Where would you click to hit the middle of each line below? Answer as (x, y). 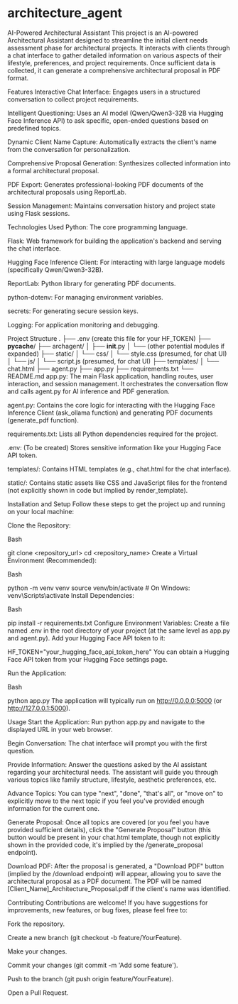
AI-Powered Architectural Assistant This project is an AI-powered (103, 33)
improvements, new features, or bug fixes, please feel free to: (98, 910)
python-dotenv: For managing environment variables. (85, 297)
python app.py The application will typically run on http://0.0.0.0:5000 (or (115, 700)
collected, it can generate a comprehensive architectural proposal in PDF (114, 70)
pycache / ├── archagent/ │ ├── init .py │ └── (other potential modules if (116, 346)
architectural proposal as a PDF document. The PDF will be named (104, 881)
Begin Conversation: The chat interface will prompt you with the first (107, 743)
